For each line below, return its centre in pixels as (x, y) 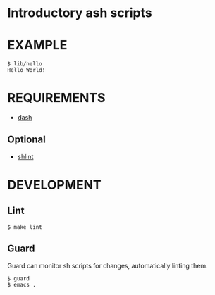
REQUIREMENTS (56, 98)
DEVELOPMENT (55, 185)
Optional (26, 140)
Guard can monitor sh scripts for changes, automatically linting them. (107, 265)
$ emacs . (22, 284)
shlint (25, 156)
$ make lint (25, 227)
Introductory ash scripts (80, 13)
